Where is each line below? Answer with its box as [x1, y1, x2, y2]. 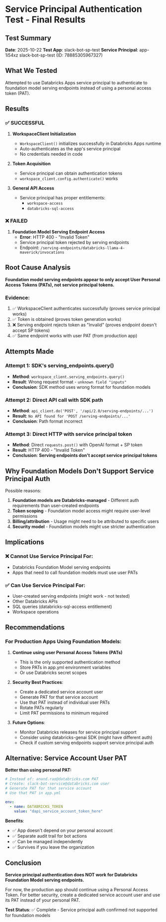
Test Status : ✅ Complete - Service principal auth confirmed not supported [5, 907, 158, 913]
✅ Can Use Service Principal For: [5, 582, 86, 589]
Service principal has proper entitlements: [19, 194, 106, 200]
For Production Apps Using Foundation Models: [5, 638, 122, 645]
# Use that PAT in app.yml [5, 791, 61, 796]
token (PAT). [5, 90, 31, 96]
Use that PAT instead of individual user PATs [19, 699, 110, 705]
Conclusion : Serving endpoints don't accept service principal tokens [12, 452, 158, 458]
